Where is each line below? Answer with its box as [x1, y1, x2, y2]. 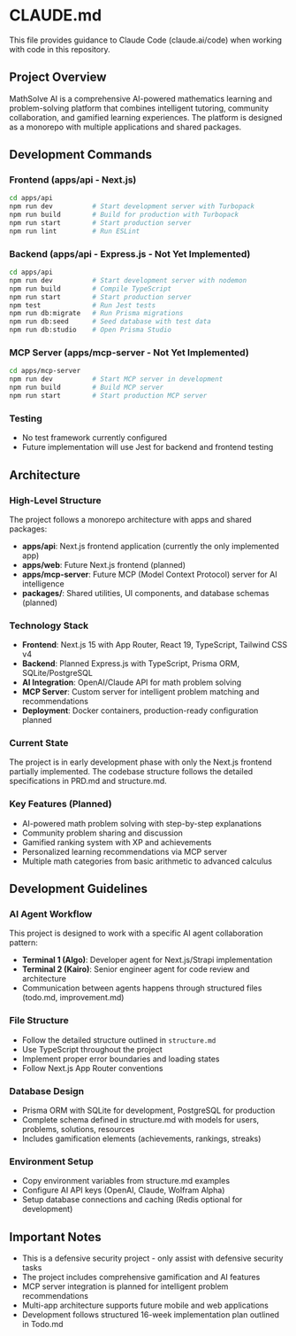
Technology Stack [9, 619, 89, 632]
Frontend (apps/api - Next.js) [9, 174, 137, 186]
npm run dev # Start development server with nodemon [9, 276, 247, 284]
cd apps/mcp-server [9, 367, 81, 376]
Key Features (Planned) [9, 798, 112, 811]
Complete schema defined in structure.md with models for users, [21, 1115, 260, 1125]
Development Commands [9, 147, 153, 162]
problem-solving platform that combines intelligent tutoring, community [9, 103, 269, 113]
